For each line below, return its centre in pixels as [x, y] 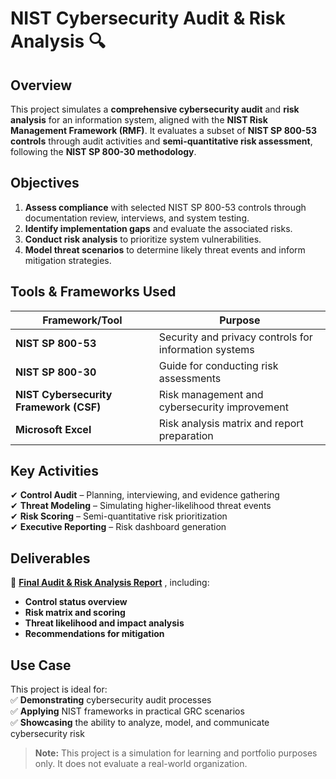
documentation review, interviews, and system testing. [137, 218]
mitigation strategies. [68, 260]
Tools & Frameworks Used [93, 292]
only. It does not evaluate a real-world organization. [141, 764]
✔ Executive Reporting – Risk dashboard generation [118, 527]
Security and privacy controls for [235, 337]
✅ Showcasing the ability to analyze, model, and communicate [140, 723]
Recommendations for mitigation [94, 634]
